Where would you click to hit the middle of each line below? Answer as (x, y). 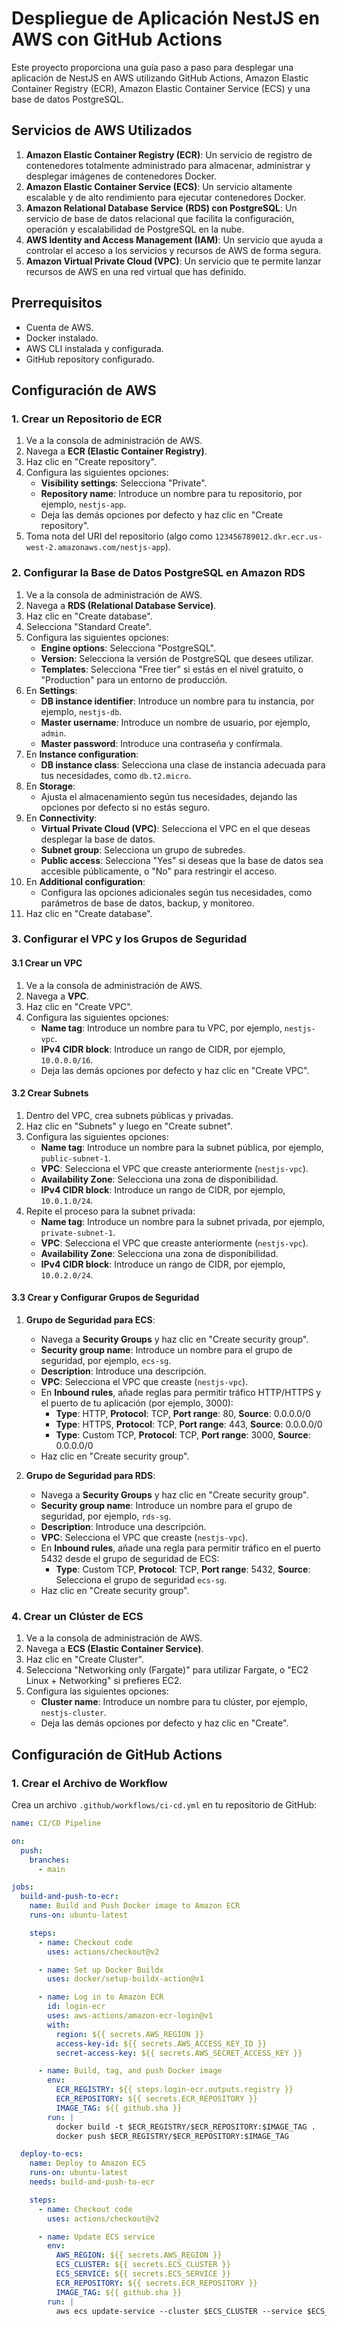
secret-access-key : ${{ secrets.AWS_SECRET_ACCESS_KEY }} (179, 2053)
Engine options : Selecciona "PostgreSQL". (128, 648)
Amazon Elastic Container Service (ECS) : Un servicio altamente (159, 186)
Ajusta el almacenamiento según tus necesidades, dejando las (169, 796)
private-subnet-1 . (78, 1232)
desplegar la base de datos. (98, 839)
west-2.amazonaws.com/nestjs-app (95, 548)
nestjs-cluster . (73, 1713)
